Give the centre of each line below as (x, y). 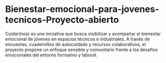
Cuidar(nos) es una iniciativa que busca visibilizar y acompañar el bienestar (83, 33)
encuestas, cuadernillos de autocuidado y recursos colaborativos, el (75, 44)
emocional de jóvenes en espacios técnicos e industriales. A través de (77, 39)
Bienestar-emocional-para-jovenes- (82, 9)
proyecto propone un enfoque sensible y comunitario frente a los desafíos (81, 49)
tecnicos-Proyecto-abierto (62, 20)
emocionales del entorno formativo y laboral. (51, 55)
